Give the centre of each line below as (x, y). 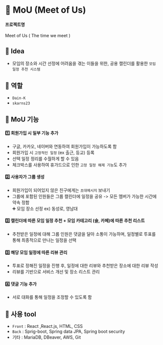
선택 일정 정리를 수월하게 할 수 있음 (46, 158)
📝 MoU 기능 (22, 120)
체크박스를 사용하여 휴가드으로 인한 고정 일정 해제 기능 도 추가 (70, 165)
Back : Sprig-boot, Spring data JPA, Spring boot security (69, 332)
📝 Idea (15, 51)
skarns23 (21, 103)
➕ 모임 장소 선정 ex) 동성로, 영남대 (45, 208)
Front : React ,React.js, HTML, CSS (47, 326)
